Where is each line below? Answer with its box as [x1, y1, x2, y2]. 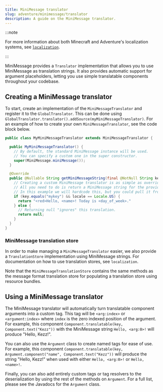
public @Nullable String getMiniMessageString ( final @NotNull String [9, 176, 153, 181]
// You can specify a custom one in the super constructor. [14, 153, 138, 158]
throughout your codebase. [5, 78, 60, 84]
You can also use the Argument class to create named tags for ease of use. [5, 340, 153, 346]
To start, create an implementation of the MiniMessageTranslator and [5, 106, 142, 112]
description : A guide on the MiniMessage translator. [5, 16, 116, 21]
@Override [9, 171, 29, 176]
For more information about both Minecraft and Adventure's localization [5, 39, 148, 45]
